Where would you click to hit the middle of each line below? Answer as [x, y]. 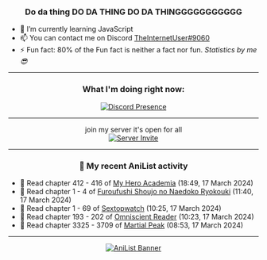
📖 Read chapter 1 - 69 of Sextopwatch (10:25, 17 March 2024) [120, 208]
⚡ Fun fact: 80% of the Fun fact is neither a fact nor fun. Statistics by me [138, 50]
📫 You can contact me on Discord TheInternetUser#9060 [115, 38]
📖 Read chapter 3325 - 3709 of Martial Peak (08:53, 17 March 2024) [132, 225]
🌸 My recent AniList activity [133, 166]
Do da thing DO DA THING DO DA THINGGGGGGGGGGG [133, 12]
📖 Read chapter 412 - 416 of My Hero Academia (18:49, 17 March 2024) [137, 183]
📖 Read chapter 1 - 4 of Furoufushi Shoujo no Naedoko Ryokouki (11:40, [137, 191]
